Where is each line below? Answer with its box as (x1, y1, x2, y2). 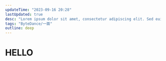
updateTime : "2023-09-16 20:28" (5, 7, 72, 12)
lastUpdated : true (5, 12, 43, 17)
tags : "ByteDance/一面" (5, 21, 53, 26)
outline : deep (5, 26, 35, 31)
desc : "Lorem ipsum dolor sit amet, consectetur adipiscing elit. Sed (5, 16, 154, 21)
